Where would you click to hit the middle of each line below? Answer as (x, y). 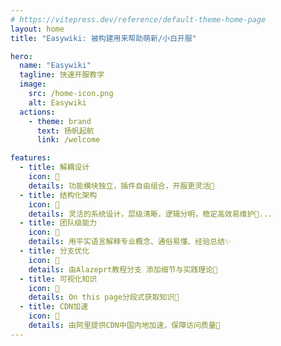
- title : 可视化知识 (58, 279)
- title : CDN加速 (54, 307)
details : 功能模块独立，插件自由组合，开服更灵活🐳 (121, 186)
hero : (21, 56)
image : (33, 84)
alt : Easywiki (57, 102)
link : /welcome (68, 140)
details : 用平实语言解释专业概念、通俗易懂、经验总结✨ (130, 242)
